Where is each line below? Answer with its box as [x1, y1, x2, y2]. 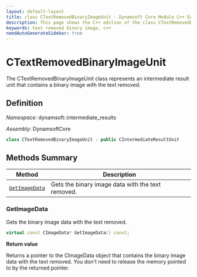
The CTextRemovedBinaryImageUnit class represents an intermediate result [6, 75, 189, 82]
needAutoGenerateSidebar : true [6, 31, 83, 36]
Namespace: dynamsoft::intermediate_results [6, 114, 116, 121]
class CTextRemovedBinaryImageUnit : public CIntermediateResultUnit [6, 136, 180, 143]
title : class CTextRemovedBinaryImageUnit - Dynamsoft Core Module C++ [6, 14, 185, 20]
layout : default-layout [6, 8, 64, 15]
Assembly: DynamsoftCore [6, 125, 71, 132]
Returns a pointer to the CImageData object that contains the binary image [6, 252, 186, 259]
